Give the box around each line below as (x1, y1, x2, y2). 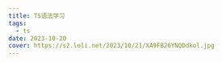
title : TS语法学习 (8, 11, 66, 20)
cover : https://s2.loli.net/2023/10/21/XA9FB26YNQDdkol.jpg (8, 42, 216, 50)
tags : (8, 19, 27, 27)
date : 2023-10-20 (8, 34, 67, 43)
